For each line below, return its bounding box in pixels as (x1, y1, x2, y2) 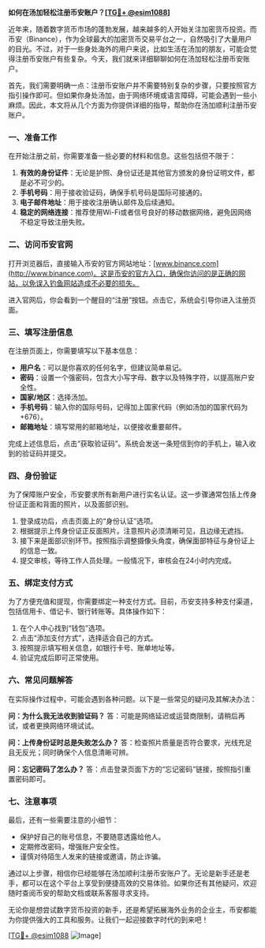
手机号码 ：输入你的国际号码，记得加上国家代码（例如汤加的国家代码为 (19, 402, 248, 411)
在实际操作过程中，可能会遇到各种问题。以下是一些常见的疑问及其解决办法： (8, 694, 257, 703)
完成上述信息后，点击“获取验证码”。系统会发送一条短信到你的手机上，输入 (8, 438, 250, 448)
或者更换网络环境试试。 (21, 721, 99, 730)
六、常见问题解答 (8, 675, 73, 686)
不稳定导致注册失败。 (19, 217, 89, 227)
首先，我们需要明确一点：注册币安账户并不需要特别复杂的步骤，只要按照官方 (8, 81, 257, 90)
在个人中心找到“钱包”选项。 (19, 624, 110, 633)
